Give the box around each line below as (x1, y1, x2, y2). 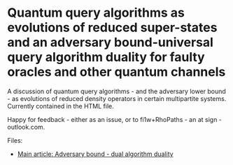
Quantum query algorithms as (7, 5, 185, 21)
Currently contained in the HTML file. (7, 102, 114, 110)
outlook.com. (7, 123, 45, 131)
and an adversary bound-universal (7, 35, 213, 50)
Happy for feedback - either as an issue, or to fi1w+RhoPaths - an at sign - (7, 115, 223, 123)
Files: (7, 136, 23, 144)
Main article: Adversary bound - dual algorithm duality (17, 150, 174, 158)
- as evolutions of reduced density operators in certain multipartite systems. (7, 94, 227, 102)
